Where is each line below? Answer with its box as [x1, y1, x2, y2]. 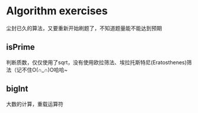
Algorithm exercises [6, 4, 108, 18]
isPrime [6, 42, 36, 52]
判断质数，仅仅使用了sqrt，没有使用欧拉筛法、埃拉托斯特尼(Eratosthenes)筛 [6, 58, 192, 66]
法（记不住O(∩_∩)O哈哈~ [6, 66, 68, 73]
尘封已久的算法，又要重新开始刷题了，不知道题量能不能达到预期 [6, 24, 162, 32]
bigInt [6, 84, 28, 94]
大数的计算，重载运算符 [6, 100, 63, 108]
